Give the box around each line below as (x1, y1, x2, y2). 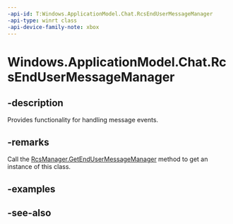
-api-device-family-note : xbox (7, 23, 100, 30)
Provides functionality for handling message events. (7, 116, 159, 124)
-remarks (7, 136, 49, 148)
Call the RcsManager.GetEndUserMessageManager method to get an (7, 155, 208, 163)
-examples (7, 183, 56, 195)
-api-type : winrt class (7, 17, 78, 24)
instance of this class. (7, 163, 71, 171)
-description (7, 97, 64, 109)
